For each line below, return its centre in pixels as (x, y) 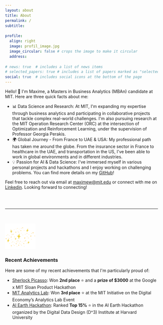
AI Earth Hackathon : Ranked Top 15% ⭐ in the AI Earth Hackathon (78, 305)
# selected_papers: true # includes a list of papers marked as (71, 72)
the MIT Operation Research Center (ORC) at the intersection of (76, 124)
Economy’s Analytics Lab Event (43, 300)
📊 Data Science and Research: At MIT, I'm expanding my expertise (79, 106)
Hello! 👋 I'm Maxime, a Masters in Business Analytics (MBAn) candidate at (79, 91)
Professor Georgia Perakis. (39, 134)
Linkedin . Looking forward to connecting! (46, 187)
